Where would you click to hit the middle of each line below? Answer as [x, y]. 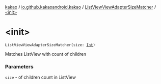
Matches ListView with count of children [46, 54]
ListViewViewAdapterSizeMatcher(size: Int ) [50, 45]
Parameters [19, 66]
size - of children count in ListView [40, 77]
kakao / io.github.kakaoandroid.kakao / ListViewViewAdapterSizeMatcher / [80, 7]
